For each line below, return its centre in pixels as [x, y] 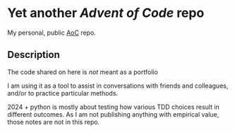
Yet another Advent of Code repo [106, 13]
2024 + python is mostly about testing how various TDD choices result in [114, 107]
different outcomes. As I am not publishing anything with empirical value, [113, 114]
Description [34, 55]
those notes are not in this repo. [54, 122]
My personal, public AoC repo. [52, 33]
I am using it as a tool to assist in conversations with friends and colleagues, [118, 86]
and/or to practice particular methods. [63, 93]
